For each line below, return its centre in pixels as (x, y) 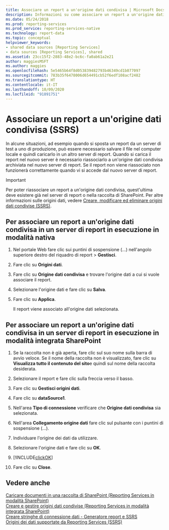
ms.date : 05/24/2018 (27, 19)
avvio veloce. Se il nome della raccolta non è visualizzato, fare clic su (84, 358)
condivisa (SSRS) (42, 130)
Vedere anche (28, 483)
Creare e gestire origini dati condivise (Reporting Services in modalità (77, 506)
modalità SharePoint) (27, 500)
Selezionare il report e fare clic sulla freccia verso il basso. (73, 378)
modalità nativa (31, 237)
